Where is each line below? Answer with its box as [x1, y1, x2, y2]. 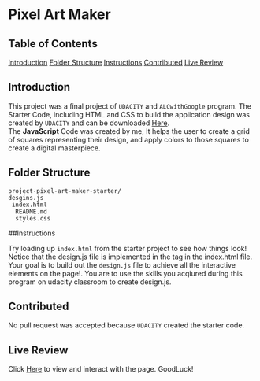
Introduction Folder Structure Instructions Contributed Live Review [8, 57, 224, 67]
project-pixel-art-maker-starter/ [8, 187, 122, 194]
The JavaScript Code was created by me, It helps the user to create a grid [8, 126, 250, 135]
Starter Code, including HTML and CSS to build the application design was [8, 109, 251, 119]
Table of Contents [8, 37, 98, 50]
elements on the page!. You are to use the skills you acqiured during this [8, 268, 243, 278]
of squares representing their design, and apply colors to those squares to [8, 135, 250, 144]
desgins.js [8, 194, 44, 202]
